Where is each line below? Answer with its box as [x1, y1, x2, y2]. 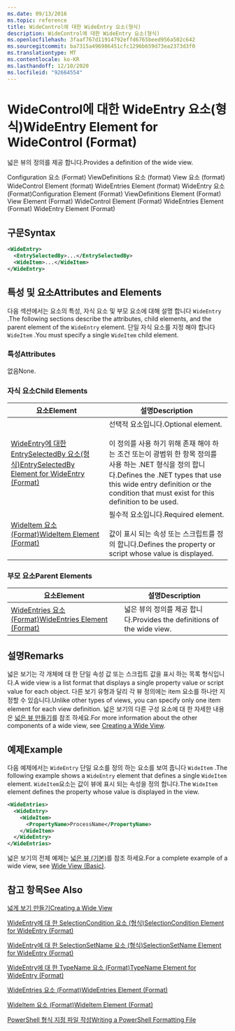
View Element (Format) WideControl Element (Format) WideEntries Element [7, 197, 224, 205]
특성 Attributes [7, 349, 56, 359]
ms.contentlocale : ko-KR [7, 56, 80, 63]
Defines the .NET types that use [117, 471, 222, 480]
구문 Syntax [7, 227, 56, 238]
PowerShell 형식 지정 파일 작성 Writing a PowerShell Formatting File [7, 1016, 197, 1024]
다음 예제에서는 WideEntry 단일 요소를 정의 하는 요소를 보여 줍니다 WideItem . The [7, 764, 228, 772]
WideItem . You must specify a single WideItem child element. [7, 330, 179, 339]
